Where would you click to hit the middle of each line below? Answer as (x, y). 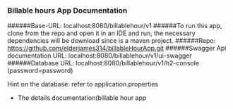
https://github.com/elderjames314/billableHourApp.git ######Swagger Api (117, 49)
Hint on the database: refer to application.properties (83, 84)
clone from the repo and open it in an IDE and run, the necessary (101, 33)
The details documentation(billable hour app (82, 98)
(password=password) (40, 71)
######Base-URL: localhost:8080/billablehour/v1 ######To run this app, (115, 26)
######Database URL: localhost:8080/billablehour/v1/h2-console (103, 63)
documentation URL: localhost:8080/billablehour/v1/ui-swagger (100, 56)
